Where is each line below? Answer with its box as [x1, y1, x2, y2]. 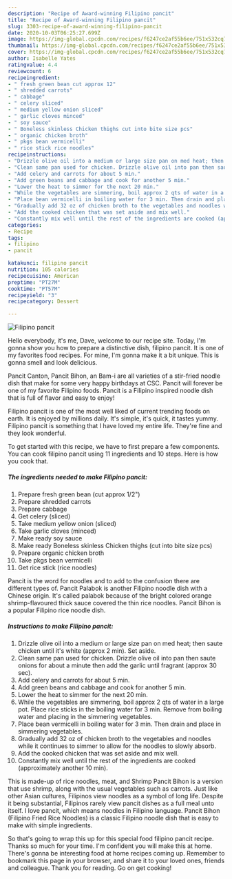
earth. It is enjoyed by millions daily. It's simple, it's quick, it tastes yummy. [8, 414, 219, 423]
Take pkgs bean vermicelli [17, 556, 92, 565]
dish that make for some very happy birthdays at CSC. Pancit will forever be [8, 379, 223, 387]
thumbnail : [8, 42, 39, 49]
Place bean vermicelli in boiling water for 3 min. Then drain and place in [17, 720, 221, 728]
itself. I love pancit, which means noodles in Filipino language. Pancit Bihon [8, 807, 220, 815]
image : [8, 36, 27, 43]
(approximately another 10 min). [17, 764, 109, 772]
